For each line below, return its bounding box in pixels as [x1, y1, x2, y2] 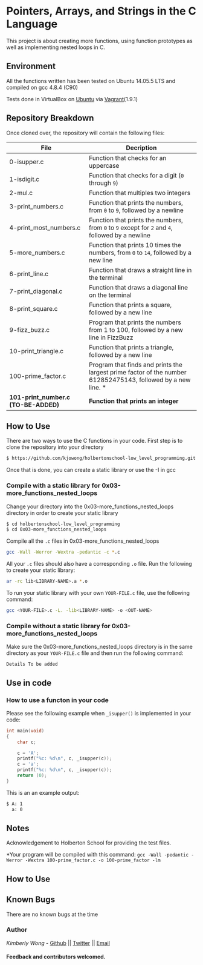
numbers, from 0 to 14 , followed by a [88, 248, 192, 257]
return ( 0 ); [17, 772, 47, 779]
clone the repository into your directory [6, 443, 104, 451]
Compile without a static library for [6, 622, 111, 630]
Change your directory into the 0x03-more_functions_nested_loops [6, 503, 174, 510]
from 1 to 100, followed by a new [88, 325, 183, 334]
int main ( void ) [6, 728, 45, 734]
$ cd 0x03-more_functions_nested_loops [6, 526, 107, 532]
